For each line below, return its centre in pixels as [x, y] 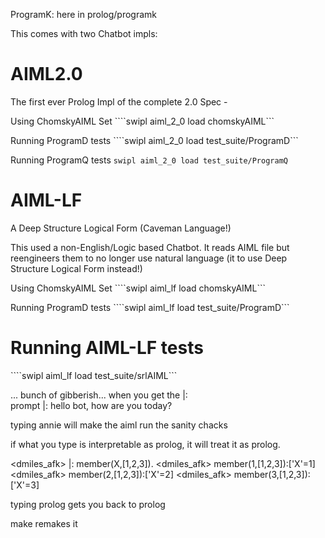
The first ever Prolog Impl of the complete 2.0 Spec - [119, 101]
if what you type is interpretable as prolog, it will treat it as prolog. [145, 444]
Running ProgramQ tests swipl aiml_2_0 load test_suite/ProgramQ [149, 160]
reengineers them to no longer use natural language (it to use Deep [149, 258]
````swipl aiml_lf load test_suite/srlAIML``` [94, 375]
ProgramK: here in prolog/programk [84, 14]
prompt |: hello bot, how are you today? [91, 405]
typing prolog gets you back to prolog [88, 504]
